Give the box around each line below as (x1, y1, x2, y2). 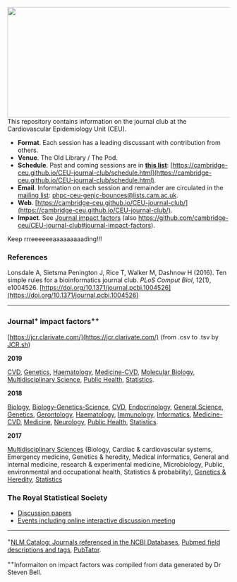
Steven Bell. (7, 568, 42, 576)
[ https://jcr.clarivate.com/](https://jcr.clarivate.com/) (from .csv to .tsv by (7, 333, 219, 342)
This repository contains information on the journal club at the (7, 117, 187, 125)
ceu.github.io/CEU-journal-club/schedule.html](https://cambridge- (17, 168, 212, 177)
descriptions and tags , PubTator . (7, 545, 102, 554)
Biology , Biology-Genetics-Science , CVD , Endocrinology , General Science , (7, 403, 224, 412)
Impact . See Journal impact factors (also (17, 214, 137, 222)
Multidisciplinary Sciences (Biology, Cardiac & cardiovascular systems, (7, 446, 213, 454)
